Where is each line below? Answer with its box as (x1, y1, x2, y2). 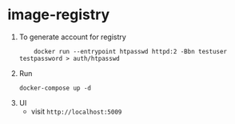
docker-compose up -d (18, 84, 91, 92)
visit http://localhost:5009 (30, 106, 122, 116)
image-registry (7, 6, 110, 24)
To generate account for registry (18, 32, 127, 42)
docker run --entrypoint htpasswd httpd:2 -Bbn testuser (34, 47, 228, 55)
